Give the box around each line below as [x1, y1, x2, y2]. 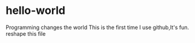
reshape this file [5, 30, 46, 37]
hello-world [5, 4, 66, 18]
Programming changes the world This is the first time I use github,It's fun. [5, 24, 190, 31]
